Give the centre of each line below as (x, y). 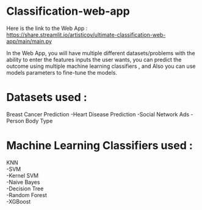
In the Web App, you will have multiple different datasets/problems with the (101, 53)
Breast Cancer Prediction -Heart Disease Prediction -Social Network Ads (98, 114)
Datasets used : (47, 98)
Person (15, 121)
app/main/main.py (29, 41)
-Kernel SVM (22, 175)
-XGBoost (19, 201)
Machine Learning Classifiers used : (100, 146)
